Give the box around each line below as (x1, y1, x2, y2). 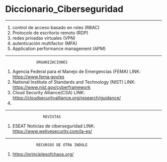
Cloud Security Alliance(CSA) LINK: (12, 89, 85, 95)
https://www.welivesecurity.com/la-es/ (12, 128, 92, 134)
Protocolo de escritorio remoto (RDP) (12, 30, 88, 36)
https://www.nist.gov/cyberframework (12, 84, 91, 90)
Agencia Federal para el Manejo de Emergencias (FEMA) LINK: (12, 68, 141, 74)
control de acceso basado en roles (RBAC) (12, 24, 100, 30)
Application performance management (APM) (12, 46, 106, 52)
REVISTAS (43, 114, 61, 119)
